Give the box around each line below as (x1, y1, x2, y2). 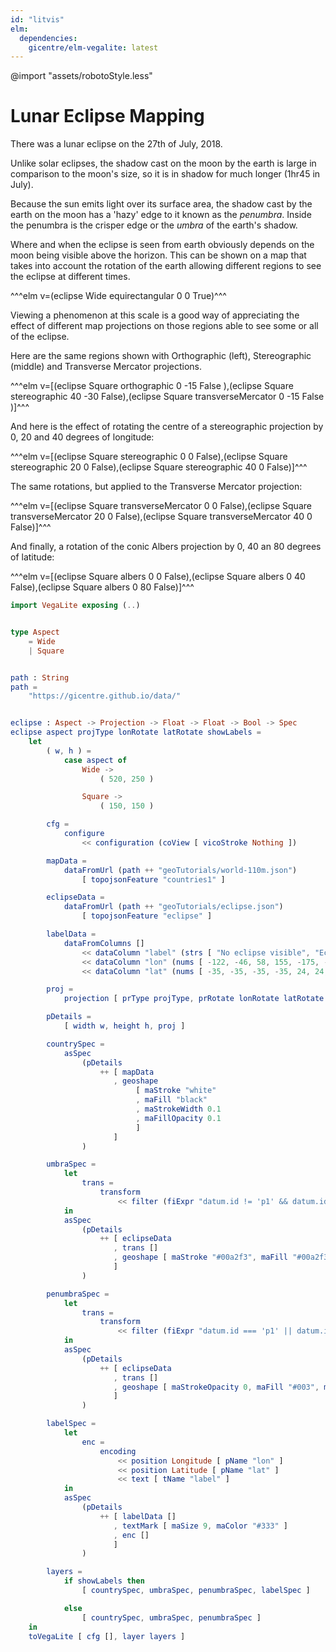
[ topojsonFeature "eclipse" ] (81, 911, 213, 921)
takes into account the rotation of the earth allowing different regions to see (10, 260, 322, 272)
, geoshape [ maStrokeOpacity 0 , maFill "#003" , (113, 1382, 320, 1392)
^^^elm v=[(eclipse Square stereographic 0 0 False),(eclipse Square (10, 451, 288, 463)
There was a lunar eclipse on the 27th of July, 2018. (10, 138, 223, 150)
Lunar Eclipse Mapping (10, 105, 205, 128)
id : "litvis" (10, 14, 65, 25)
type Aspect (10, 627, 60, 638)
